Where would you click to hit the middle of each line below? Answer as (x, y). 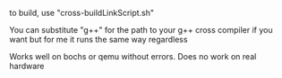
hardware (27, 66)
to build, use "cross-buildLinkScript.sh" (82, 13)
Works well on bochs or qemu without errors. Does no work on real (133, 56)
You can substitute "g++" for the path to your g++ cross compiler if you (141, 30)
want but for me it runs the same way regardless (98, 39)
